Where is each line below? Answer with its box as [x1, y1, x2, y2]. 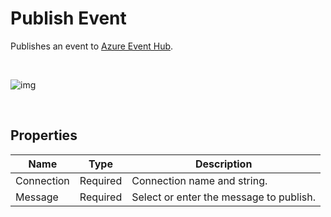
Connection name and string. [131, 173, 268, 187]
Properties [10, 127, 78, 144]
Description [194, 157, 253, 171]
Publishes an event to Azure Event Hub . [10, 40, 174, 52]
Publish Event [10, 7, 127, 30]
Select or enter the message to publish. [131, 190, 317, 204]
